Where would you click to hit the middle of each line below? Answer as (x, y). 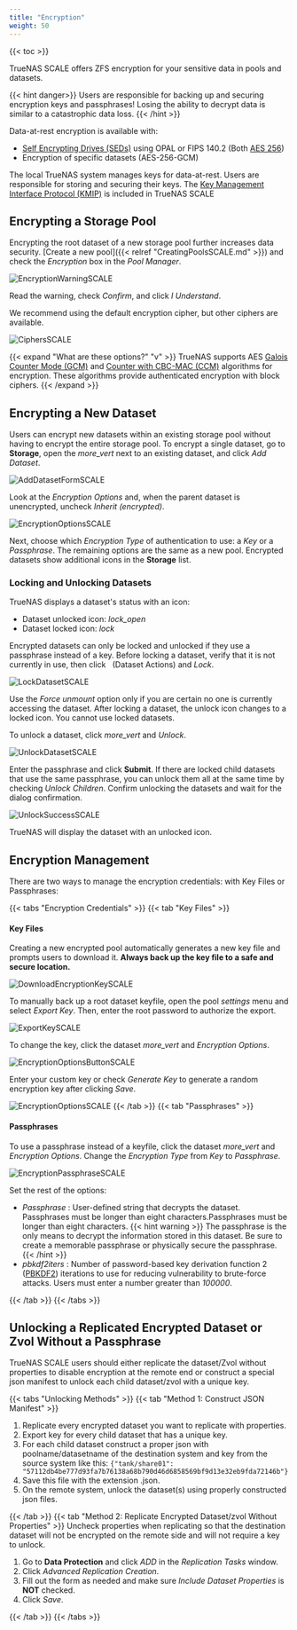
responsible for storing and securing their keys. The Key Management (137, 184)
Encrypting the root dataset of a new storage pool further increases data (142, 243)
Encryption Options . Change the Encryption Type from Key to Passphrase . (145, 1155)
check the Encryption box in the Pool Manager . (95, 262)
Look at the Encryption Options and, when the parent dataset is (125, 497)
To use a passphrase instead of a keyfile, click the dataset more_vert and (142, 1146)
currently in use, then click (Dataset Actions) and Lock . (112, 665)
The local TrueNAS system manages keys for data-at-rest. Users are (134, 175)
